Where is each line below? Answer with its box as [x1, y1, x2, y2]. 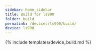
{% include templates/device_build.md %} [5, 39, 92, 45]
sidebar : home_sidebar [5, 7, 52, 12]
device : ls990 [5, 26, 35, 31]
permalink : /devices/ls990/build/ [5, 21, 77, 26]
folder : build [5, 16, 35, 21]
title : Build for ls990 [5, 12, 55, 17]
